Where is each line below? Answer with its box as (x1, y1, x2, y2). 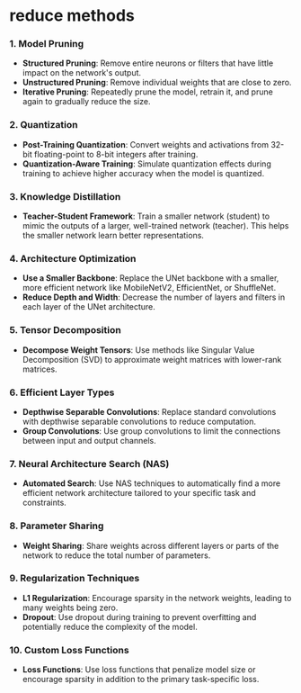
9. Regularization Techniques (9, 572, 140, 585)
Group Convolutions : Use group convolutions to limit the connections (22, 425, 281, 436)
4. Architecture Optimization (9, 253, 137, 265)
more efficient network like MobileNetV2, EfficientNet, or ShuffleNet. (22, 283, 277, 293)
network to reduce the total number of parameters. (22, 550, 211, 561)
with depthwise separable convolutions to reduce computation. (22, 416, 256, 427)
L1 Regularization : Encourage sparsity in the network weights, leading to (22, 592, 292, 603)
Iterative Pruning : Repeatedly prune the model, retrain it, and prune (22, 86, 274, 97)
